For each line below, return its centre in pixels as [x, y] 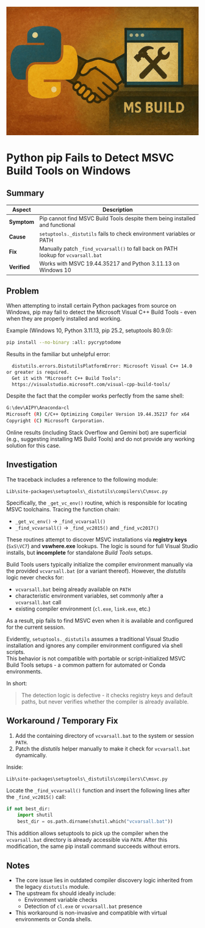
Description [118, 210]
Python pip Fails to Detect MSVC [90, 158]
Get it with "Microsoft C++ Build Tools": [67, 379]
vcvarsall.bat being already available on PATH [73, 589]
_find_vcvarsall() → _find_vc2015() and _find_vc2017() [87, 527]
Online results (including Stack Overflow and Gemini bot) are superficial [96, 432]
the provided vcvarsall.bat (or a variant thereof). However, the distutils [96, 571]
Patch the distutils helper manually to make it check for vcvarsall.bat [103, 748]
